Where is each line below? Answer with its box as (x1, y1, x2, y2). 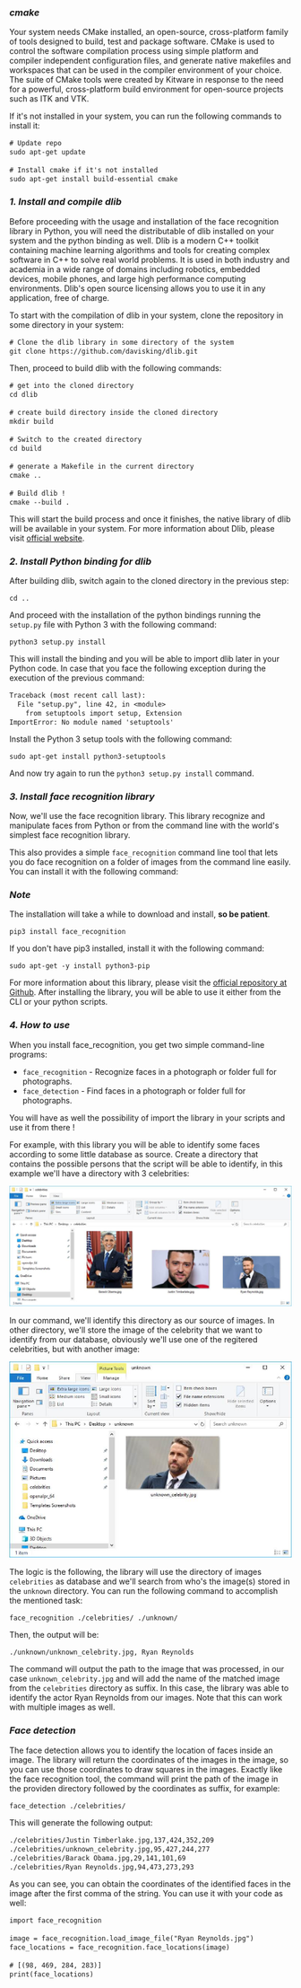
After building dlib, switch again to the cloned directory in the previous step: (9, 575, 289, 585)
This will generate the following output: (9, 1816, 153, 1828)
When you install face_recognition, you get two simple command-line (9, 1039, 265, 1050)
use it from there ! (9, 1122, 75, 1132)
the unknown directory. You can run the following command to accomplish (9, 1586, 279, 1597)
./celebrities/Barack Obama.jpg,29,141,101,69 (9, 1853, 186, 1862)
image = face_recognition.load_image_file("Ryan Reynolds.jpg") (9, 1933, 254, 1943)
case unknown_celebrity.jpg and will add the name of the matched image (9, 1673, 280, 1685)
